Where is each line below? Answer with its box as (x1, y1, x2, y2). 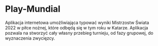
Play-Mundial (5, 3, 61, 15)
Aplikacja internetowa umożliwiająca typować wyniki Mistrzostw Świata (5, 20, 149, 25)
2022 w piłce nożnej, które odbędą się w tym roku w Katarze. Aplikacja (5, 24, 148, 30)
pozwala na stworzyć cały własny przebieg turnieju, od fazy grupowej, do (5, 30, 154, 36)
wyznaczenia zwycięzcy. (5, 35, 55, 41)
